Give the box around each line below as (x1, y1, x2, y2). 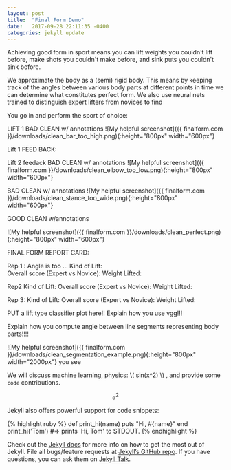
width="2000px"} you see (7, 358, 81, 366)
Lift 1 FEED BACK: (7, 145, 57, 153)
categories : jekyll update (7, 29, 85, 36)
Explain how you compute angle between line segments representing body (7, 323, 219, 331)
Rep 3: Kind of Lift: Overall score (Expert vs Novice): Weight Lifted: (7, 296, 196, 304)
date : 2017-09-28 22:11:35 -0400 (7, 23, 109, 30)
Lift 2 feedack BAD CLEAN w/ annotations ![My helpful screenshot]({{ (7, 159, 205, 167)
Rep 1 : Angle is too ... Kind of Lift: (7, 262, 102, 270)
